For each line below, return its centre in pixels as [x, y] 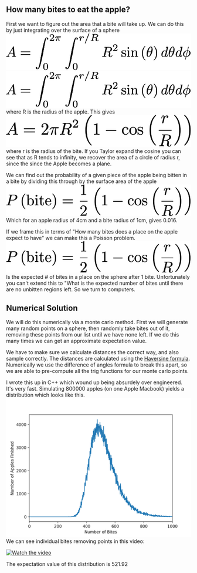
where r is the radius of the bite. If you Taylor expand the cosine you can [94, 151]
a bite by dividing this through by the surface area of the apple [81, 181]
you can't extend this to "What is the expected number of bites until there [95, 283]
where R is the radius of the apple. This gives [61, 112]
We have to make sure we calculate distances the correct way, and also [92, 352]
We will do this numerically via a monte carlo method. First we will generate [97, 322]
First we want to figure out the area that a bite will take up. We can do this [95, 24]
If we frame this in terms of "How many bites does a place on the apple [92, 232]
